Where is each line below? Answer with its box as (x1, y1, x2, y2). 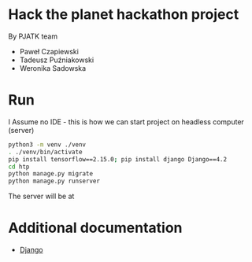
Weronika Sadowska (19, 63, 87, 72)
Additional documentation (8, 219, 183, 237)
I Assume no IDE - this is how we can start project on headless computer (8, 116, 244, 127)
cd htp (8, 163, 30, 171)
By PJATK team (8, 31, 57, 41)
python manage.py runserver (8, 177, 101, 186)
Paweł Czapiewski (19, 46, 79, 56)
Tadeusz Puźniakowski (19, 55, 94, 65)
